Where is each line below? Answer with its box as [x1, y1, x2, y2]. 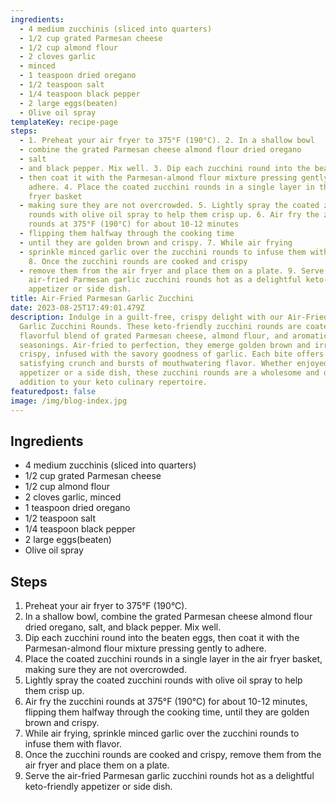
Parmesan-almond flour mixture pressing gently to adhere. [24, 642, 267, 655]
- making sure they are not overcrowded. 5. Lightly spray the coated [19, 201, 320, 211]
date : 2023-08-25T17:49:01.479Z [10, 303, 145, 313]
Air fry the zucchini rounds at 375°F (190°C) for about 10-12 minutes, [24, 696, 308, 708]
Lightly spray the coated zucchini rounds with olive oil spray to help [24, 674, 303, 686]
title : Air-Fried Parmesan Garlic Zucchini [10, 294, 195, 304]
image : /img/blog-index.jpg [10, 396, 128, 406]
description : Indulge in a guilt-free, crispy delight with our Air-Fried [10, 312, 329, 322]
